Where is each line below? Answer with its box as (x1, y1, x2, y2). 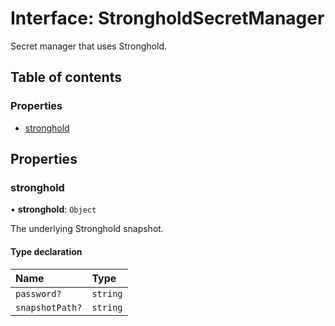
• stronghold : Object (10, 203, 97, 216)
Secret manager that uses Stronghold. (10, 40, 167, 52)
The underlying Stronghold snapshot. (10, 223, 164, 235)
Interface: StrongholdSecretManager (10, 7, 325, 30)
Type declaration (10, 245, 83, 257)
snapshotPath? (15, 302, 83, 313)
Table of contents (10, 69, 122, 86)
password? (15, 288, 62, 299)
